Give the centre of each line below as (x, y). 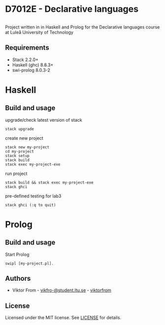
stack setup (17, 156)
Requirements (27, 48)
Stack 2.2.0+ (25, 60)
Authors (18, 278)
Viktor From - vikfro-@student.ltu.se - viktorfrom (62, 290)
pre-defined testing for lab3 (33, 196)
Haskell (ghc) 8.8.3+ (33, 65)
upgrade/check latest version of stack (44, 120)
